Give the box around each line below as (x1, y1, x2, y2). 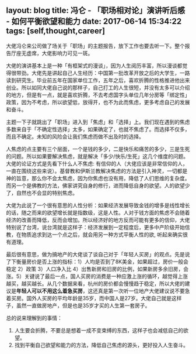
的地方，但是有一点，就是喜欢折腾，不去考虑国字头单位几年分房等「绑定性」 (6, 91, 190, 98)
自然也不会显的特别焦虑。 (16, 189, 78, 196)
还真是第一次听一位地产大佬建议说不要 (92, 287, 185, 294)
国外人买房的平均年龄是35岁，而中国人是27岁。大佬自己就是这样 (26, 294, 182, 301)
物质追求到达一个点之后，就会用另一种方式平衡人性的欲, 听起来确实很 (21, 231, 188, 238)
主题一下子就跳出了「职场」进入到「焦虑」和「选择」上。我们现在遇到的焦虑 (6, 118, 190, 125)
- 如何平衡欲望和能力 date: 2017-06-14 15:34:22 (6, 16, 182, 26)
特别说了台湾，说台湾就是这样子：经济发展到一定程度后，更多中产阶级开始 (6, 224, 185, 231)
